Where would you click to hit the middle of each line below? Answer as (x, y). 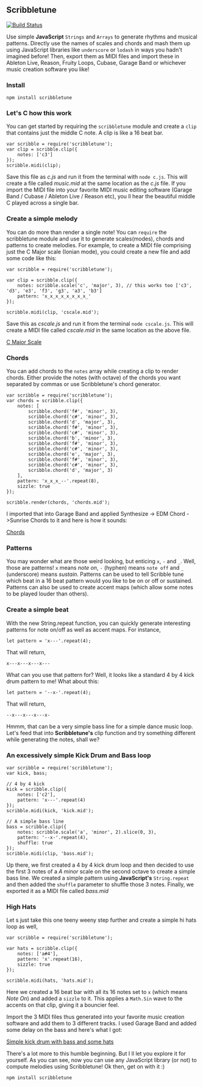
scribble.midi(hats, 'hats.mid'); (50, 981)
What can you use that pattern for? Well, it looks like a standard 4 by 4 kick (100, 674)
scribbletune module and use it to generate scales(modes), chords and (95, 239)
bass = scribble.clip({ (37, 827)
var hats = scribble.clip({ (42, 949)
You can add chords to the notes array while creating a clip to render (92, 371)
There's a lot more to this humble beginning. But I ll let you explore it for (96, 1054)
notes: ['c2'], (37, 794)
